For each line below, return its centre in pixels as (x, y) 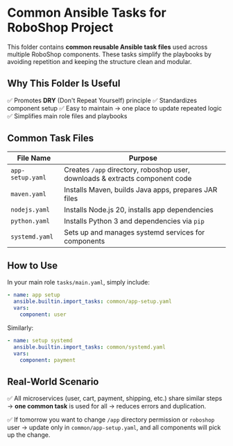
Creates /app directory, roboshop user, (127, 170)
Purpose (143, 158)
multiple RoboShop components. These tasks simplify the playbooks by (109, 54)
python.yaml (31, 221)
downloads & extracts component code (128, 178)
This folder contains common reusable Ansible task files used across (107, 47)
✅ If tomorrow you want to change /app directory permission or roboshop (111, 420)
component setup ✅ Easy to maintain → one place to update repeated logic (115, 108)
